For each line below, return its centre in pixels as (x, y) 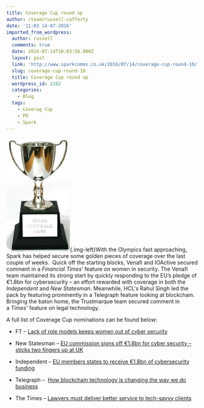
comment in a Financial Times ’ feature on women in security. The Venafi (97, 269)
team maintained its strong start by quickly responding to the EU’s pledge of (102, 275)
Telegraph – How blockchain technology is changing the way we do (101, 380)
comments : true (31, 45)
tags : (19, 103)
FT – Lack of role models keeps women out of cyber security (91, 331)
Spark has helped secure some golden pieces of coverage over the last (96, 256)
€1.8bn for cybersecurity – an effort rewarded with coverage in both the (96, 282)
